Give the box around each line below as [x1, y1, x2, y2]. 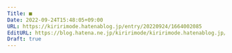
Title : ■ [7, 10, 32, 17]
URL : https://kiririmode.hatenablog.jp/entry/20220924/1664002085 [7, 23, 202, 30]
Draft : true [7, 36, 41, 43]
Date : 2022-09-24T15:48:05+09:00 [7, 17, 104, 23]
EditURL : [7, 29, 32, 36]
